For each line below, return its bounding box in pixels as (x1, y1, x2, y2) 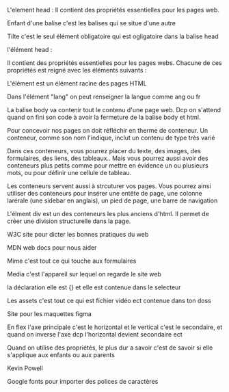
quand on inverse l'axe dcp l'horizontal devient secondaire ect (7, 330, 183, 338)
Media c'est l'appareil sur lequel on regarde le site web (7, 270, 162, 278)
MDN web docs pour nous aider (7, 244, 97, 252)
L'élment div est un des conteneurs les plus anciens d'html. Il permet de (7, 210, 210, 218)
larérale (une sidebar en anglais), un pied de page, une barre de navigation (7, 196, 218, 205)
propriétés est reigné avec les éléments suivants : (7, 66, 147, 74)
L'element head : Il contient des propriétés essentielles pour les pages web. (7, 6, 220, 14)
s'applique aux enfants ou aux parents (7, 351, 115, 358)
